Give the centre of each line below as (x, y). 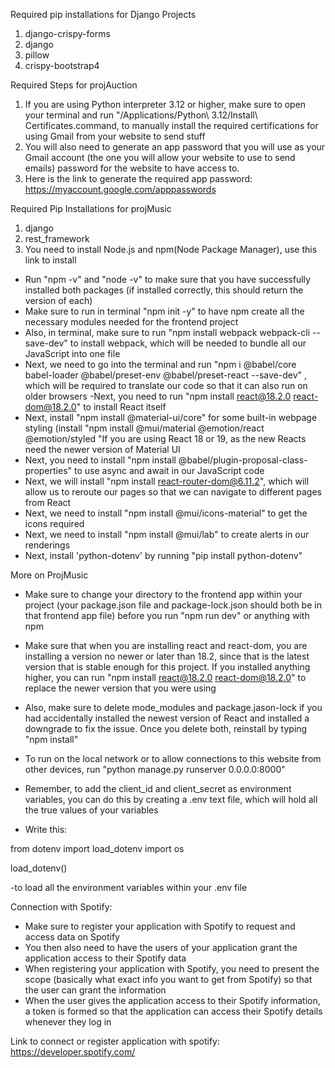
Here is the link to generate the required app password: (138, 178)
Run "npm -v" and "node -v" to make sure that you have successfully (167, 279)
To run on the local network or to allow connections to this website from (173, 758)
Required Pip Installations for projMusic (91, 208)
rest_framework (57, 238)
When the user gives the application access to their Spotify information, (172, 1000)
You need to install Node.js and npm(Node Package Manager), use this (171, 249)
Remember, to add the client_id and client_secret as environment (158, 788)
